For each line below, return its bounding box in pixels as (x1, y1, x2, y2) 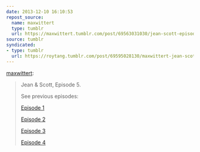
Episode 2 (20, 116, 46, 123)
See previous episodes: (20, 92, 79, 100)
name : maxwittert (11, 20, 55, 26)
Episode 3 (20, 127, 46, 134)
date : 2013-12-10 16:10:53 (6, 8, 73, 15)
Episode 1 (20, 104, 45, 111)
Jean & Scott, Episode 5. (20, 81, 82, 88)
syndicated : (6, 42, 36, 48)
